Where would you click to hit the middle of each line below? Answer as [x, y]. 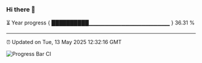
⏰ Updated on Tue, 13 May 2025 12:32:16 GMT [64, 42]
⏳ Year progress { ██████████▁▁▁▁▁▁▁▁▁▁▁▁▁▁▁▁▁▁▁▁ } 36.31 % [101, 23]
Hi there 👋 [21, 10]
